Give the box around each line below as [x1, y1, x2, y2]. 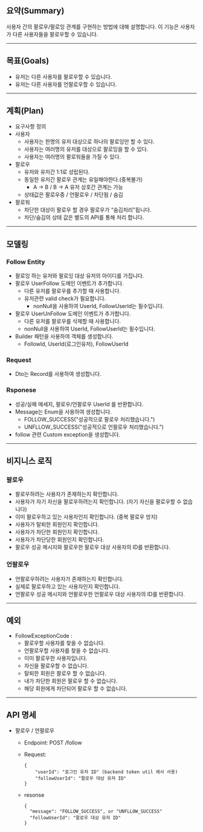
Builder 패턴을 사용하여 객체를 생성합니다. [14, 333, 114, 340]
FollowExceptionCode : [14, 632, 72, 639]
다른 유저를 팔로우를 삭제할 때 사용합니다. [24, 318, 121, 325]
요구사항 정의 [14, 123, 47, 130]
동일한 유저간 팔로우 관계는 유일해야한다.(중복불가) [24, 176, 143, 183]
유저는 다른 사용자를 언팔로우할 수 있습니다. [14, 81, 117, 88]
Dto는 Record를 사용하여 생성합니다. [14, 371, 101, 378]
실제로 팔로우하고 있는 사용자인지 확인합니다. [14, 583, 121, 590]
